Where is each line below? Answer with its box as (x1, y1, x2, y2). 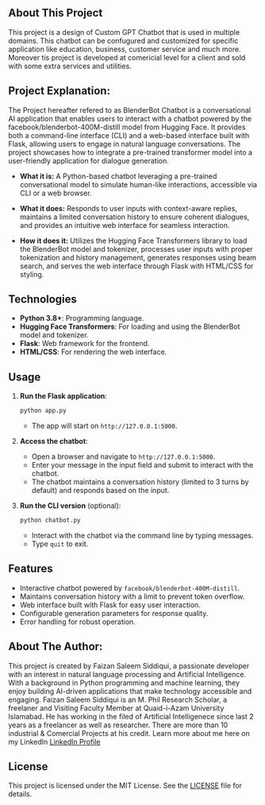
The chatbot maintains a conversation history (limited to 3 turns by (31, 477, 249, 487)
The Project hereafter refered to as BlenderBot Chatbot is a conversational (8, 105, 252, 114)
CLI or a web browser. (19, 188, 93, 198)
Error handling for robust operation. (19, 617, 136, 626)
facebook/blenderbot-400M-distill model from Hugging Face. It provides (8, 122, 246, 132)
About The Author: (8, 640, 103, 653)
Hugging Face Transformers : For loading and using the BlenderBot (19, 322, 240, 332)
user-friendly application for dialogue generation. (8, 156, 169, 165)
